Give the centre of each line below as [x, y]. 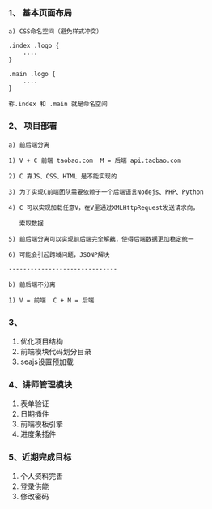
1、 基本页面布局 [40, 12]
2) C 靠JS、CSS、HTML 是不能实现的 [63, 176]
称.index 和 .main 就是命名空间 [58, 104]
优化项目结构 [41, 341]
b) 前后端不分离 [32, 284]
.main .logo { [32, 75]
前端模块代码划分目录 [55, 351]
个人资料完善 [41, 477]
